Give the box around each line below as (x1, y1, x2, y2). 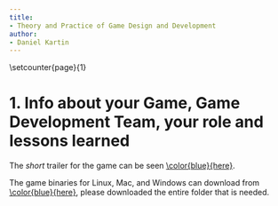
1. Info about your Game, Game (9, 93, 241, 114)
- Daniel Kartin (9, 37, 69, 47)
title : (9, 12, 34, 22)
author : (9, 29, 38, 38)
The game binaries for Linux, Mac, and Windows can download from (9, 178, 260, 188)
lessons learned (9, 131, 131, 151)
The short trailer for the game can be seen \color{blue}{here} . (9, 161, 235, 171)
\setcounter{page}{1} (9, 62, 87, 73)
